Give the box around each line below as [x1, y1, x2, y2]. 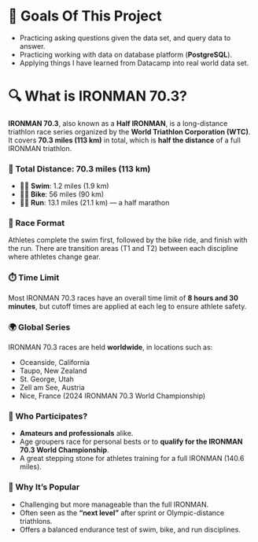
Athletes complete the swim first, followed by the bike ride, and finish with [8, 235, 248, 245]
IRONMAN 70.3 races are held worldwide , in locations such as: [8, 342, 213, 352]
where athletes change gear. [8, 252, 101, 262]
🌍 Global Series [8, 322, 71, 333]
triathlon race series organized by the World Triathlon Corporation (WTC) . [8, 127, 251, 136]
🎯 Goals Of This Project [8, 7, 163, 25]
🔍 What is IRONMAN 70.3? [8, 87, 187, 105]
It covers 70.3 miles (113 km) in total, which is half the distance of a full [8, 135, 241, 145]
